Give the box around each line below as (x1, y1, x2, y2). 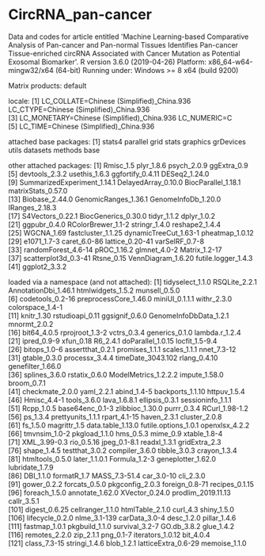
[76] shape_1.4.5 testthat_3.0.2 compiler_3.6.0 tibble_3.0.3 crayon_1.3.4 (8, 446, 237, 455)
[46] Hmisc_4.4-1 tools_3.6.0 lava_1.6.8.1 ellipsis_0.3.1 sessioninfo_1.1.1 (8, 395, 232, 405)
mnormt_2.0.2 (8, 319, 54, 328)
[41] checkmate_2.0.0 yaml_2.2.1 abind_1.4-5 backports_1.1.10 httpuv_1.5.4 (8, 386, 245, 396)
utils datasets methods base (8, 145, 100, 155)
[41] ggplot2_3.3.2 (8, 262, 67, 271)
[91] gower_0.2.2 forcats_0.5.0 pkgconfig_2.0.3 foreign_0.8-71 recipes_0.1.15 (8, 479, 255, 489)
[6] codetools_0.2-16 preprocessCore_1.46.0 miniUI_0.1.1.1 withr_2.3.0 (8, 293, 232, 303)
